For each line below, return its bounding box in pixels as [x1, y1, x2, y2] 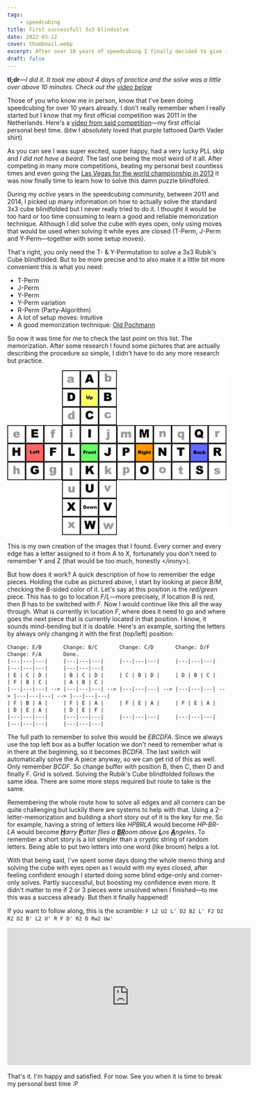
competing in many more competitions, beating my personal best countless [7, 161, 224, 170]
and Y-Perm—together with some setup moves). [7, 234, 146, 243]
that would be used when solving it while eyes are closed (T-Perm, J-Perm [7, 227, 221, 235]
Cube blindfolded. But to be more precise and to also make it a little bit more [7, 255, 225, 263]
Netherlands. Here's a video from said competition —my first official [7, 118, 200, 127]
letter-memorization [7, 813, 65, 821]
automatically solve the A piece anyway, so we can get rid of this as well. [7, 755, 216, 763]
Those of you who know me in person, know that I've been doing [7, 96, 193, 105]
